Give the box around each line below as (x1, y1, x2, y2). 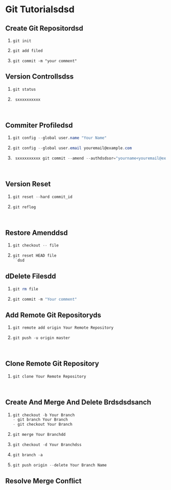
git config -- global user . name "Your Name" (12, 135, 107, 141)
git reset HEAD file (12, 253, 57, 258)
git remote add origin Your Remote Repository (12, 325, 114, 330)
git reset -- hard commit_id (12, 194, 72, 200)
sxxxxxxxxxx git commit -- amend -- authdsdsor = (15, 156, 116, 161)
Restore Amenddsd (5, 228, 68, 237)
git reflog (12, 204, 36, 210)
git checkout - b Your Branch (12, 412, 75, 418)
